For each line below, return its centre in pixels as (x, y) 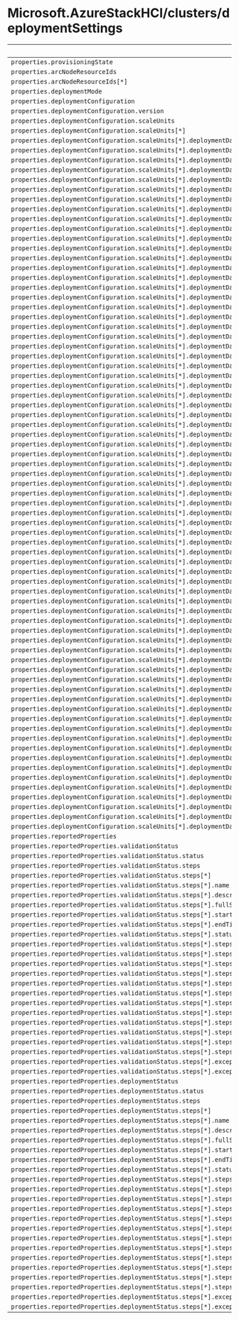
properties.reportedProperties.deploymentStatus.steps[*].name (120, 1120)
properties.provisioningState (62, 62)
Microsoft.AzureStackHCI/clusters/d (118, 13)
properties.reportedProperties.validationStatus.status (107, 856)
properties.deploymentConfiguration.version (87, 111)
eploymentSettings (65, 28)
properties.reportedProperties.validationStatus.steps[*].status (124, 934)
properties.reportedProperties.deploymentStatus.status (107, 1091)
